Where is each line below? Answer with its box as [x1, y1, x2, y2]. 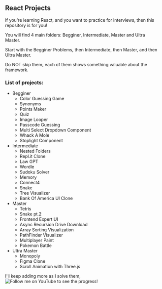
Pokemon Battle [19, 243, 52, 248]
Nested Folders [19, 148, 51, 154]
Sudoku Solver [19, 169, 50, 175]
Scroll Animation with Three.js [19, 264, 80, 270]
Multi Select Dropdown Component [19, 127, 91, 133]
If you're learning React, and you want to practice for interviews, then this [5, 17, 154, 23]
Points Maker [19, 106, 47, 112]
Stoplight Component [19, 138, 63, 144]
